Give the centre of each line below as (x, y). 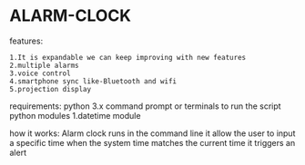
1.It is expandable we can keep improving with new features (128, 57)
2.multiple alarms (44, 65)
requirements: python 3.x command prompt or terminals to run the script (145, 106)
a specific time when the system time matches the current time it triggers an (152, 142)
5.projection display (51, 89)
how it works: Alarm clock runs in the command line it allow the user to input (152, 133)
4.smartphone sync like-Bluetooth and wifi (93, 81)
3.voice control (40, 73)
